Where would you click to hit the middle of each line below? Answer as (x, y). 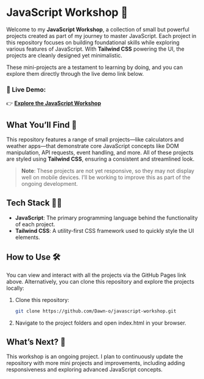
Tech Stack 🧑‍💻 (34, 203)
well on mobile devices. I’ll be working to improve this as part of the (106, 177)
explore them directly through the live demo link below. (75, 73)
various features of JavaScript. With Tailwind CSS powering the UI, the (95, 49)
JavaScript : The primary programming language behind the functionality (106, 218)
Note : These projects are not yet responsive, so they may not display (108, 171)
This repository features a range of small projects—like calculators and (95, 139)
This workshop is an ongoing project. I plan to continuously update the (95, 356)
